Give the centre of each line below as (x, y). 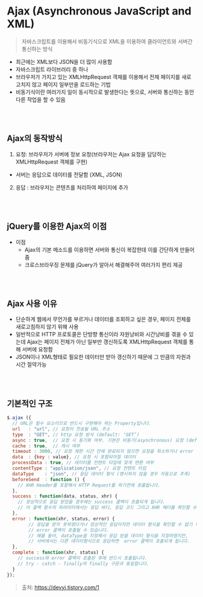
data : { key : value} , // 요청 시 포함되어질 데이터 (74, 457)
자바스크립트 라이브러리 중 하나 (52, 69)
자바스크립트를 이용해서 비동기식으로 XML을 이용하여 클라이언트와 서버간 (107, 41)
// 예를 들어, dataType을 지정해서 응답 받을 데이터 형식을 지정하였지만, (108, 535)
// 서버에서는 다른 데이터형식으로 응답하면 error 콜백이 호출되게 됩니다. (109, 541)
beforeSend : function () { (49, 479)
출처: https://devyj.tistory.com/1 (61, 587)
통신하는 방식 (37, 49)
